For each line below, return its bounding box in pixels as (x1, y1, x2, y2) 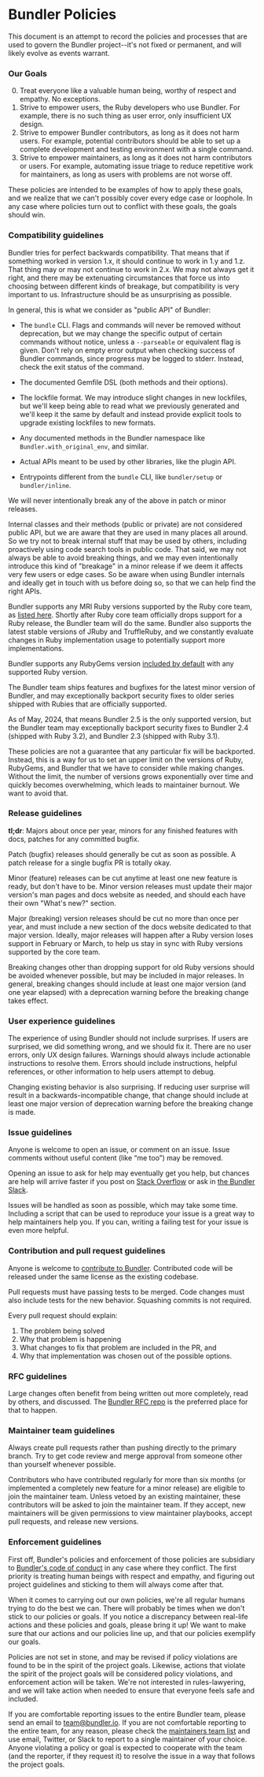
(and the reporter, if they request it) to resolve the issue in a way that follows (8, 1751, 255, 1760)
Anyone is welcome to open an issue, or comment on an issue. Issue (8, 1145, 230, 1154)
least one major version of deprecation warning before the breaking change (8, 1099, 254, 1108)
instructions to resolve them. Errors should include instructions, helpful (8, 1059, 237, 1068)
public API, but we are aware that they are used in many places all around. (8, 527, 248, 537)
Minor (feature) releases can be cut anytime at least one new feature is (8, 873, 238, 882)
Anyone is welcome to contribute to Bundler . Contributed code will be (8, 1263, 233, 1272)
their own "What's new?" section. (8, 898, 116, 907)
